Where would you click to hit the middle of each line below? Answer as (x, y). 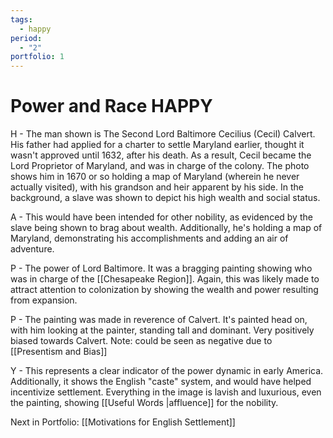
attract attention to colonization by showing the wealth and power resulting (164, 290)
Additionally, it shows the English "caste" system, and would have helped (161, 382)
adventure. (32, 249)
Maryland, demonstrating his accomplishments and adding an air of (149, 238)
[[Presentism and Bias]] (59, 352)
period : (26, 38)
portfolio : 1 (37, 57)
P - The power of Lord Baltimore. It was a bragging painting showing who (161, 268)
